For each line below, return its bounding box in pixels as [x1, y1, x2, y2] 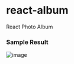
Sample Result [6, 38, 49, 46]
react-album [6, 4, 69, 17]
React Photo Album [6, 23, 53, 30]
